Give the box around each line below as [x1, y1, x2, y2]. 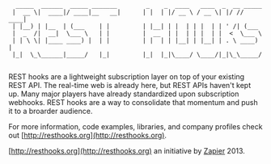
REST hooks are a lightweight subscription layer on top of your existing [8, 72, 245, 82]
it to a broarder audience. [8, 107, 93, 116]
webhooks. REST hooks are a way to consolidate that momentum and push [8, 98, 258, 107]
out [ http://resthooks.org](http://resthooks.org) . [8, 131, 167, 140]
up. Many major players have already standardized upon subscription [8, 89, 239, 99]
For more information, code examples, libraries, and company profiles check [8, 122, 263, 131]
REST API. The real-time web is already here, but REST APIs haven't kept [8, 81, 252, 90]
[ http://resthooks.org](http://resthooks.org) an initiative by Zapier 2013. [8, 146, 245, 155]
